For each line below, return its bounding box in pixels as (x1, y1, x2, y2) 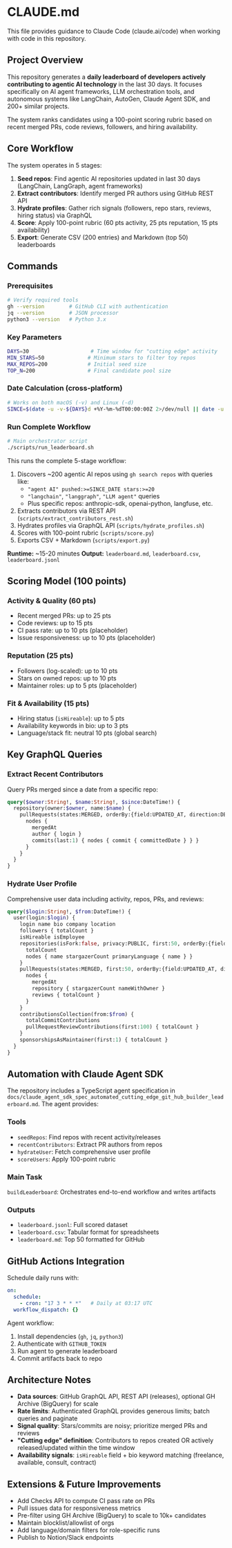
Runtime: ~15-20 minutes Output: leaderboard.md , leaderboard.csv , (7, 549, 201, 558)
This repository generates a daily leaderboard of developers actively (7, 72, 206, 81)
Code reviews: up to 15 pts (17, 619, 93, 627)
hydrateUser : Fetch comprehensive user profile (17, 1147, 151, 1156)
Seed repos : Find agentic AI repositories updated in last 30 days (17, 174, 201, 183)
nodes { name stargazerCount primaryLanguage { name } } (25, 953, 193, 960)
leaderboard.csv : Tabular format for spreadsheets (17, 1228, 159, 1236)
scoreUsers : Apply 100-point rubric (17, 1155, 116, 1163)
